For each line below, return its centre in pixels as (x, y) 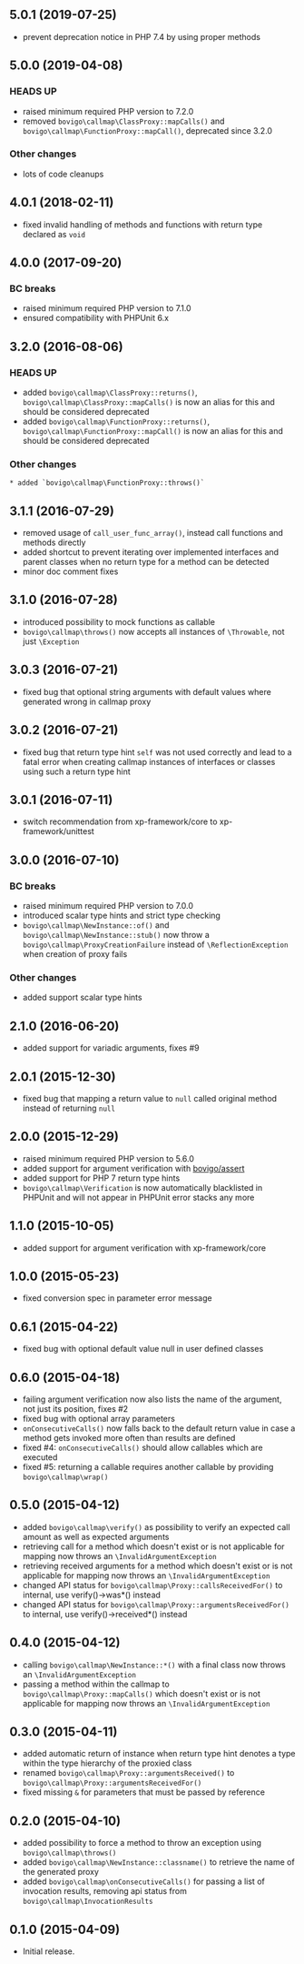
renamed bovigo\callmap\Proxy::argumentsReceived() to (128, 1773)
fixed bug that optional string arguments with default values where (147, 691)
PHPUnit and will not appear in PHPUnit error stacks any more (138, 1197)
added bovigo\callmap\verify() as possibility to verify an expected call (156, 1526)
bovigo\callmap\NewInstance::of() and (96, 925)
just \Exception (51, 641)
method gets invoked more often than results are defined (129, 1438)
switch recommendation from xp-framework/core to (120, 821)
